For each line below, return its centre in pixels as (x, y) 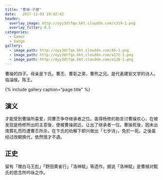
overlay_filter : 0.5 (30, 28)
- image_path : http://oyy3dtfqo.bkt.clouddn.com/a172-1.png (71, 55)
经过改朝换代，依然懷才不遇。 (35, 137)
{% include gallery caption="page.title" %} (48, 90)
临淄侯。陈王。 (20, 80)
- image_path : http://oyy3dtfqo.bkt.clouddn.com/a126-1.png (71, 59)
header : (13, 18)
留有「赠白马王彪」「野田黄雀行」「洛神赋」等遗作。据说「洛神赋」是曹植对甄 (81, 166)
